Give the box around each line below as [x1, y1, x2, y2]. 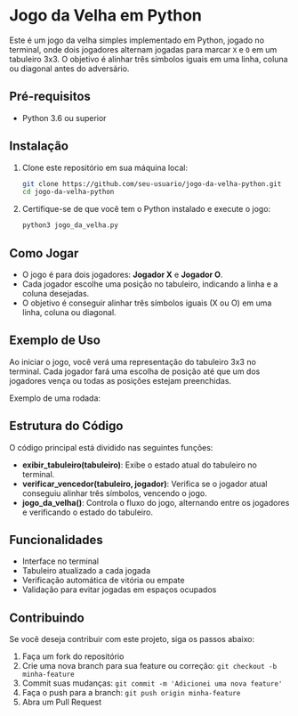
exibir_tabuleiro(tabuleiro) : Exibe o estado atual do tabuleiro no [21, 460, 258, 470]
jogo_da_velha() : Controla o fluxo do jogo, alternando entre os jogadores [21, 497, 290, 508]
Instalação [9, 139, 69, 154]
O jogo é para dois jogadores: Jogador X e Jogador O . [21, 269, 223, 280]
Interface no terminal [21, 556, 100, 566]
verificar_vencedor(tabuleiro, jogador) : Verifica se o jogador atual [21, 478, 268, 489]
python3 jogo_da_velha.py [21, 221, 118, 230]
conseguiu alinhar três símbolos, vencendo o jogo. [21, 487, 207, 499]
